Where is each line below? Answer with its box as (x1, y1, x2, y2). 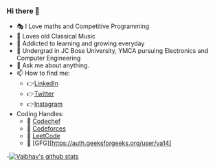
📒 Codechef (26, 117, 61, 126)
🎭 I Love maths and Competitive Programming (16, 22, 150, 30)
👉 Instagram (26, 100, 63, 109)
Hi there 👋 (6, 6, 41, 16)
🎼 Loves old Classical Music (16, 32, 96, 41)
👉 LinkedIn (26, 79, 59, 88)
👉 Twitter (26, 89, 54, 98)
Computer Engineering (16, 54, 81, 63)
